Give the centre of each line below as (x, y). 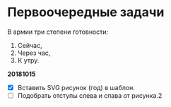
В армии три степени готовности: (58, 32)
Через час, (34, 53)
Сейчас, (30, 45)
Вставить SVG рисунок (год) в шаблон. (76, 87)
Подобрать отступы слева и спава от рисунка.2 (90, 95)
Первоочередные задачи (86, 12)
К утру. (28, 60)
